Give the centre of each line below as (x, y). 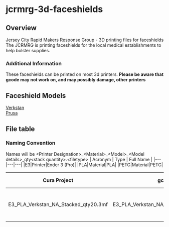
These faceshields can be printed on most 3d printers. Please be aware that (85, 74)
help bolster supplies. (28, 50)
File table (20, 129)
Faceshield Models (36, 96)
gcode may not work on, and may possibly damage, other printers (76, 80)
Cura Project (58, 180)
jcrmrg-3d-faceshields (54, 9)
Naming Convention (31, 143)
